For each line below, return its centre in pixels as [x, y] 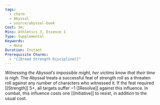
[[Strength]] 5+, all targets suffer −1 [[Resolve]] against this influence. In [77, 88]
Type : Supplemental [25, 37]
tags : [10, 9]
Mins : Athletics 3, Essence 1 [36, 32]
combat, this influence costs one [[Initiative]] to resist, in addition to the [76, 93]
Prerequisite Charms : [27, 54]
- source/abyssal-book [32, 23]
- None [16, 45]
